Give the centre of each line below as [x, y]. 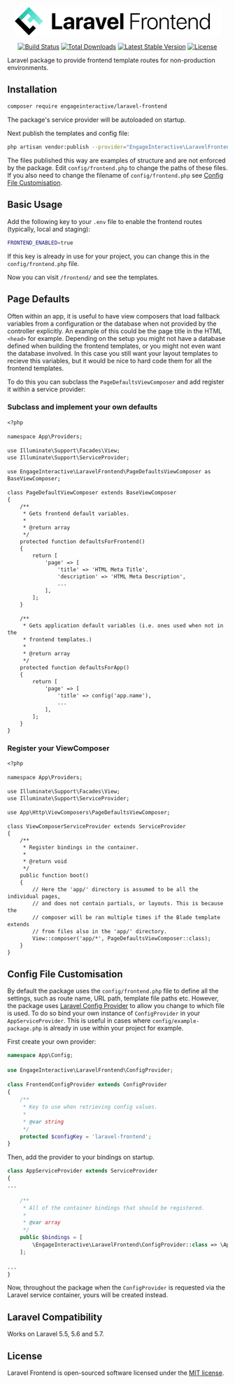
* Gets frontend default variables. [76, 513]
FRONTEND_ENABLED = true [40, 243]
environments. [28, 67]
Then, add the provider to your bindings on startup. [81, 1157]
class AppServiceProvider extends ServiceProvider [83, 1171]
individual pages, [34, 897]
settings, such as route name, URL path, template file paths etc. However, [113, 998]
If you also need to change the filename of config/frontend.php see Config [115, 176]
